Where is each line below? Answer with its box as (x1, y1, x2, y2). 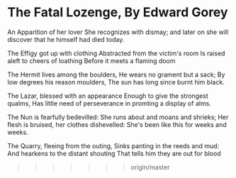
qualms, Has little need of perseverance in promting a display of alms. (7, 99, 211, 107)
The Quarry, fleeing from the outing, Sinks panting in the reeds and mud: (7, 141, 220, 150)
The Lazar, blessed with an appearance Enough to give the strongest (7, 91, 209, 100)
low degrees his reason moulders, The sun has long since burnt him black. (7, 77, 225, 86)
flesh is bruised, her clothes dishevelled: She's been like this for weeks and (7, 120, 227, 128)
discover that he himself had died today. (7, 35, 125, 43)
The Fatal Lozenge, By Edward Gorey (7, 4, 228, 21)
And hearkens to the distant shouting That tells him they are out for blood (7, 149, 221, 157)
